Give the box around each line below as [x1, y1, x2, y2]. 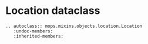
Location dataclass [5, 4, 100, 17]
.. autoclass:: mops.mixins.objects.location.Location [5, 23, 143, 29]
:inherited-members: [13, 33, 64, 39]
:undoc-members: [13, 28, 53, 34]
